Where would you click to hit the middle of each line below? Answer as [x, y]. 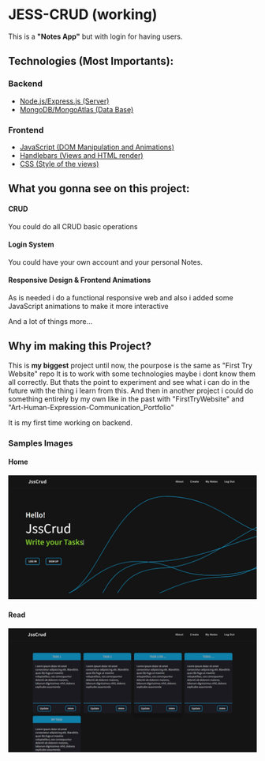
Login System [31, 245]
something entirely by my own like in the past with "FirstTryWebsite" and [126, 399]
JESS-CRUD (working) [83, 15]
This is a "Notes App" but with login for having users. [95, 36]
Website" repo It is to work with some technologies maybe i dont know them [132, 374]
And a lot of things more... [50, 321]
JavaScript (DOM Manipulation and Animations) [97, 147]
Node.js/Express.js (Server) [64, 101]
